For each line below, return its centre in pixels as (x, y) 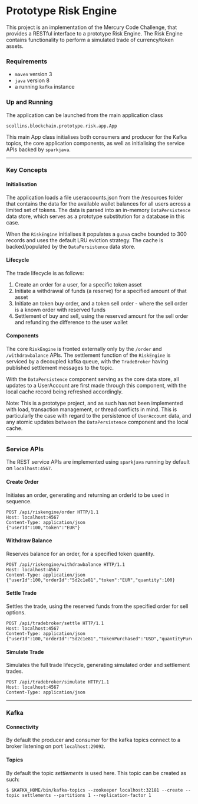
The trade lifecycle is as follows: (45, 273)
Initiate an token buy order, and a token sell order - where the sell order (101, 303)
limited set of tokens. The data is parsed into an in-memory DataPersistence (98, 210)
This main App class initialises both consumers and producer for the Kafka (97, 136)
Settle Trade (22, 593)
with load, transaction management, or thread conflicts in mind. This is (92, 409)
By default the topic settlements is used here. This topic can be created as (96, 773)
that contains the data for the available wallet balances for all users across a (98, 204)
